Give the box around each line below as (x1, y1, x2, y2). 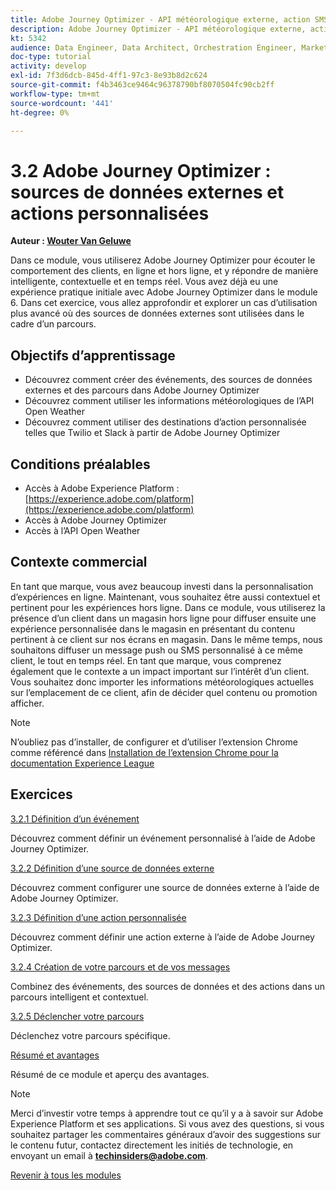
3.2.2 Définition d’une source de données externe (10, 862, 215, 874)
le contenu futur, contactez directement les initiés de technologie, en (10, 1139, 294, 1151)
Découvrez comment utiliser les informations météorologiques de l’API (24, 395, 315, 407)
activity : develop (10, 61, 87, 71)
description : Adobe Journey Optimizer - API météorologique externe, (10, 24, 307, 34)
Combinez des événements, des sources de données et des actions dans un (10, 980, 326, 992)
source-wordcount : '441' (10, 98, 114, 108)
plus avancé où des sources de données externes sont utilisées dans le (10, 307, 305, 320)
